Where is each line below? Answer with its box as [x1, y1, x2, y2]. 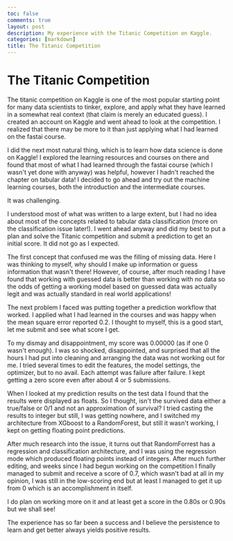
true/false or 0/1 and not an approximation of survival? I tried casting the [7, 404, 214, 412]
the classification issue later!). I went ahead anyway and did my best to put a [7, 224, 226, 233]
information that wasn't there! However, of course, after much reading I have [7, 267, 226, 275]
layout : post [7, 23, 45, 30]
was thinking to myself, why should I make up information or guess [7, 260, 198, 268]
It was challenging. [7, 196, 61, 204]
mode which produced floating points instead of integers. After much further [7, 454, 226, 462]
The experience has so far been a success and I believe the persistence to [7, 518, 221, 526]
